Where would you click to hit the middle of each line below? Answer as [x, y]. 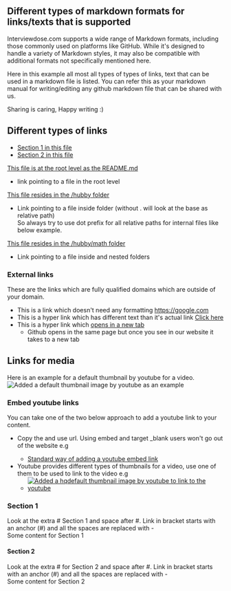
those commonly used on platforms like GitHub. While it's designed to [106, 46]
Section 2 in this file [45, 155]
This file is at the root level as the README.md [73, 168]
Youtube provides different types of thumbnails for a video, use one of [117, 466]
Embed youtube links [43, 402]
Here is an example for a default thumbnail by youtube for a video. [101, 377]
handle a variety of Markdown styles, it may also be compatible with [104, 53]
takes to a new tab [54, 339]
